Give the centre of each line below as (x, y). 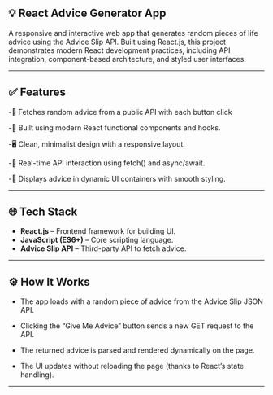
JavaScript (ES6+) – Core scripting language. (97, 240)
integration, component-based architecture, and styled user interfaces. (127, 59)
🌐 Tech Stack (43, 212)
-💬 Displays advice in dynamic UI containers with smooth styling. (117, 178)
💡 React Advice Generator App (87, 13)
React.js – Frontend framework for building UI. (98, 231)
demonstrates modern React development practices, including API (119, 50)
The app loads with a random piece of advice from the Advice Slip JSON (142, 301)
